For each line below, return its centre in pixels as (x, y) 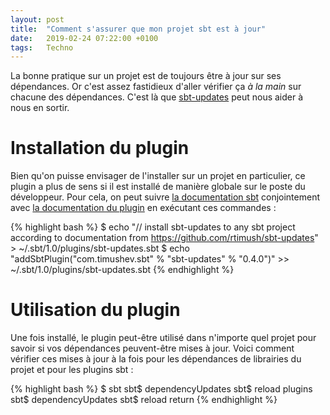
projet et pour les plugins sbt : (72, 370)
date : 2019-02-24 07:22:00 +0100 (84, 38)
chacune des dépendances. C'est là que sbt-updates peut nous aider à (157, 97)
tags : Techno (42, 47)
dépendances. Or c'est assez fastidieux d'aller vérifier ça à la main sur (156, 87)
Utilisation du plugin (95, 310)
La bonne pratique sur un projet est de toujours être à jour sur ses (146, 76)
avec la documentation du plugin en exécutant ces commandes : (143, 208)
